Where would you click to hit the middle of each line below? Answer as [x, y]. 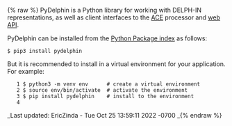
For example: [26, 71]
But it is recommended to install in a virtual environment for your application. [116, 64]
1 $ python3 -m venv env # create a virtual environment [108, 84]
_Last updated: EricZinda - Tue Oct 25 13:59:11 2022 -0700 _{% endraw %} [115, 115]
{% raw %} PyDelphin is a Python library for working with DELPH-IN [105, 10]
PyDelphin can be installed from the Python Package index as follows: [107, 38]
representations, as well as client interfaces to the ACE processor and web [114, 17]
